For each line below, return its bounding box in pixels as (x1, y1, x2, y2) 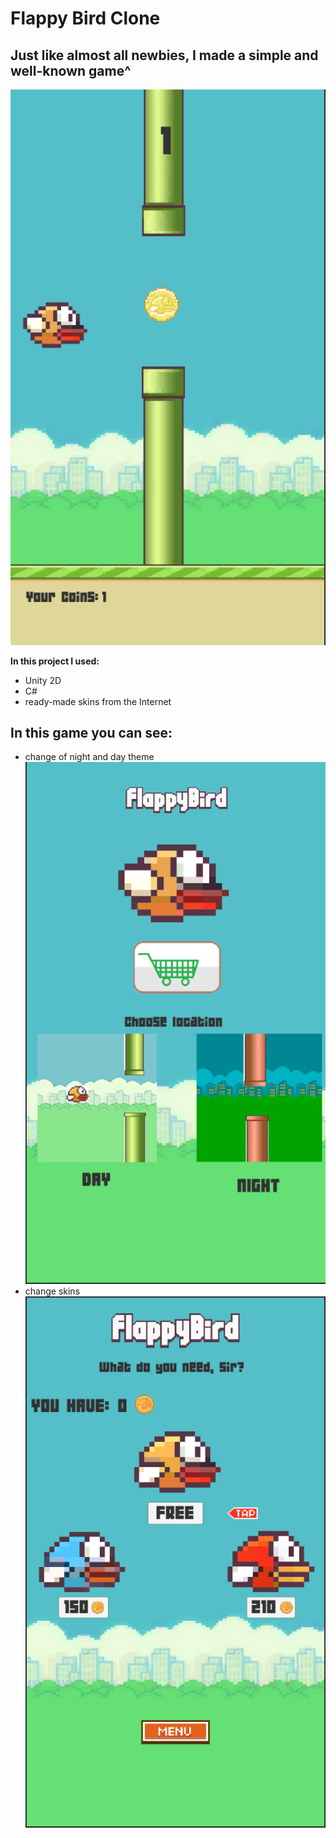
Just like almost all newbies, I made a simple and (10, 47, 319, 64)
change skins (24, 1285, 81, 1297)
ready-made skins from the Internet (24, 695, 172, 707)
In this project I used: (10, 655, 100, 667)
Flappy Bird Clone (10, 7, 161, 30)
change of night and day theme (24, 751, 155, 763)
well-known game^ (10, 62, 132, 79)
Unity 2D (24, 674, 62, 686)
